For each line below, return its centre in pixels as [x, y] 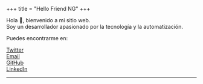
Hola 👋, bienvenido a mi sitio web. [48, 20]
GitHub [15, 63]
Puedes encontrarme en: [37, 38]
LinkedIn [17, 69]
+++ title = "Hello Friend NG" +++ [48, 9]
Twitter [15, 50]
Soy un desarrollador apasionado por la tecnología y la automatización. [95, 27]
